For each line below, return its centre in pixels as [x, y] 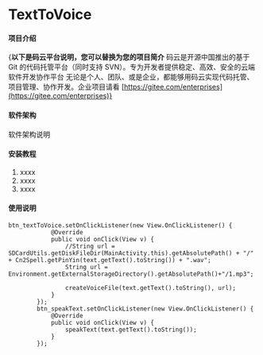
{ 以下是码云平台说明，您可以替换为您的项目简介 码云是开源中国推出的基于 [129, 57]
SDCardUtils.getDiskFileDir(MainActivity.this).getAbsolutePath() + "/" [131, 253]
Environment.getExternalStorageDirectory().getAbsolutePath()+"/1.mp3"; [131, 274]
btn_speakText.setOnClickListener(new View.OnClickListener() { [145, 309]
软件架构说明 [29, 134]
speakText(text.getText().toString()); [131, 330]
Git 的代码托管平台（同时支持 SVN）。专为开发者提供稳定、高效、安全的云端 [132, 67]
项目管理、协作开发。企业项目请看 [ [66, 87]
